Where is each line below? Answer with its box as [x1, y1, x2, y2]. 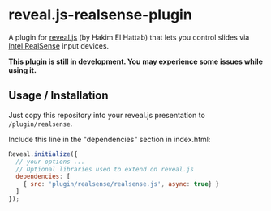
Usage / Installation [8, 89, 109, 103]
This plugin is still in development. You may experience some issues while [8, 57, 264, 66]
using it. [8, 65, 37, 74]
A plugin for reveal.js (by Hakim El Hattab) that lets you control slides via [8, 32, 250, 42]
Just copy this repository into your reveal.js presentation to [8, 110, 205, 120]
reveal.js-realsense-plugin [8, 6, 192, 24]
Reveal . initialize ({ [8, 150, 79, 158]
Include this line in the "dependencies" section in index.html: [8, 134, 211, 144]
